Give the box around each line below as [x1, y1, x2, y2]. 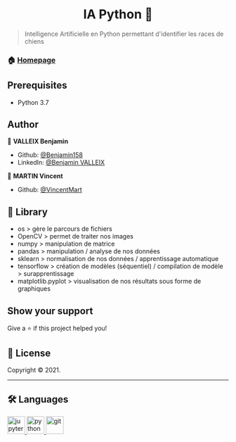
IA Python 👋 [83, 6, 153, 23]
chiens [24, 37, 44, 45]
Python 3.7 [17, 98, 49, 106]
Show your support [7, 305, 93, 317]
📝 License [7, 347, 51, 359]
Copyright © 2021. [7, 365, 61, 374]
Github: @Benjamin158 [17, 151, 83, 159]
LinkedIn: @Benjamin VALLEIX [17, 158, 105, 167]
